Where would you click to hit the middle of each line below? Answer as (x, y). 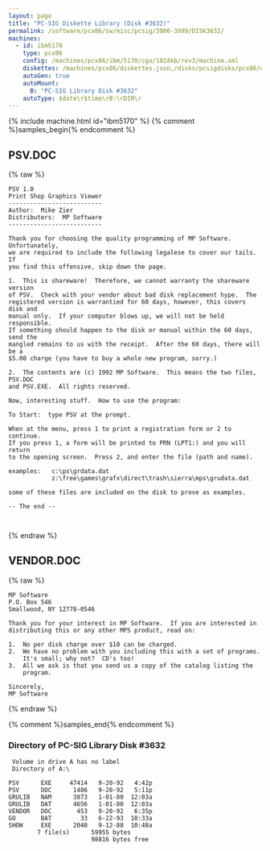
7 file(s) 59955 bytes (84, 832)
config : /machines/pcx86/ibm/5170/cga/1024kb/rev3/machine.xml (131, 61)
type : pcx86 (43, 53)
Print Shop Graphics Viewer (55, 197)
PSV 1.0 (21, 189)
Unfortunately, (34, 246)
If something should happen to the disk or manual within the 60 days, (131, 330)
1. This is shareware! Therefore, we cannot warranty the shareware (129, 281)
